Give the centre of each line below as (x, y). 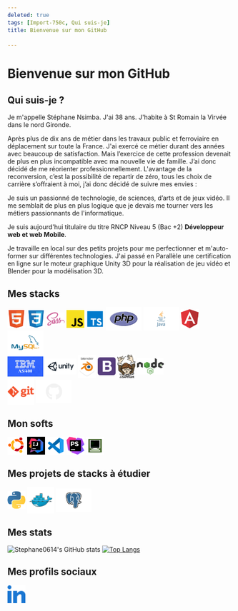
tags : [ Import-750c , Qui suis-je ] (59, 22)
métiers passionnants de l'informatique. (66, 213)
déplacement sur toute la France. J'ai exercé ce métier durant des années (116, 146)
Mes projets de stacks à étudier (79, 474)
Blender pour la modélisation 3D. (55, 271)
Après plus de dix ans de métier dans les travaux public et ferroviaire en (113, 138)
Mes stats (30, 532)
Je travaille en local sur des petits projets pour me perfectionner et (105, 248)
